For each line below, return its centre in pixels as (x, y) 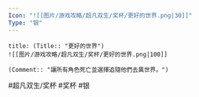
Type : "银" (26, 23)
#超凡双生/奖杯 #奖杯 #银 (49, 85)
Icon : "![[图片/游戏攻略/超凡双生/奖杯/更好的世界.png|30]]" (100, 15)
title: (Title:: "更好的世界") (56, 46)
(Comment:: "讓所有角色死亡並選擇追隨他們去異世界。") (88, 69)
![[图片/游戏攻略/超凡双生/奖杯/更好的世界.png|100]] (88, 54)
